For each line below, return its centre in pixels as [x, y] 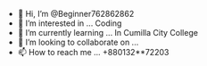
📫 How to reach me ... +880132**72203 [93, 52]
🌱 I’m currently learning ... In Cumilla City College [108, 33]
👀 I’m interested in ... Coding [70, 23]
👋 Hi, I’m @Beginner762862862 [76, 14]
